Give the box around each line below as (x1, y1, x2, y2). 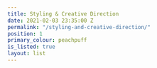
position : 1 (7, 30, 43, 38)
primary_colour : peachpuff (7, 37, 87, 44)
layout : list (7, 50, 46, 57)
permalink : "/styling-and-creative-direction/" (7, 23, 151, 30)
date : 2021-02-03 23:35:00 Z (7, 17, 94, 24)
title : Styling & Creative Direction (7, 10, 119, 18)
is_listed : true (7, 43, 55, 50)
